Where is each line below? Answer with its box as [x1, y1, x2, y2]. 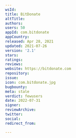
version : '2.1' [5, 48, 36, 53]
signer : [5, 103, 21, 108]
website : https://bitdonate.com [5, 67, 71, 71]
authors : [5, 21, 23, 26]
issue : [5, 75, 19, 80]
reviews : [5, 62, 23, 67]
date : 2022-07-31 [5, 98, 41, 103]
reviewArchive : [5, 107, 36, 113]
